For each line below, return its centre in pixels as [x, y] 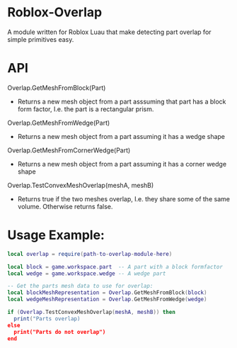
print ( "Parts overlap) [47, 319]
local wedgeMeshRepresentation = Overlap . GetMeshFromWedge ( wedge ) [107, 299]
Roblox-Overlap [55, 12]
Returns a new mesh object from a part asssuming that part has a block [122, 101]
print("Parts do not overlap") [60, 332]
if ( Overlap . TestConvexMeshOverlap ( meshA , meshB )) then [91, 313]
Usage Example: [56, 235]
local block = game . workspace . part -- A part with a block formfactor [115, 266]
